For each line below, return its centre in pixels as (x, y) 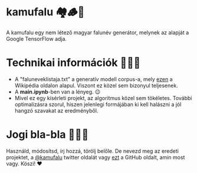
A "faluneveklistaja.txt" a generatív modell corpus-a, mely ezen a (93, 79)
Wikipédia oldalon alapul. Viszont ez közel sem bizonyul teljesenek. (96, 85)
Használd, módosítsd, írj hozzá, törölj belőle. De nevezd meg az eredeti (92, 151)
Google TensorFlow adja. (36, 39)
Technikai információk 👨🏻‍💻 (73, 63)
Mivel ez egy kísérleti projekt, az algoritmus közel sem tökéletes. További (103, 98)
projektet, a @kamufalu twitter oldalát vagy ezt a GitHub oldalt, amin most (96, 157)
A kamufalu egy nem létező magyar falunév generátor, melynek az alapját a (98, 32)
